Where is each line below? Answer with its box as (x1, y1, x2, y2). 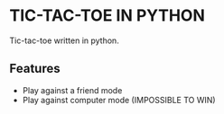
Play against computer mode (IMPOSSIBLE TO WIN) (22, 94, 216, 105)
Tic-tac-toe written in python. (9, 35, 119, 46)
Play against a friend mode (22, 84, 123, 95)
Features (9, 61, 61, 76)
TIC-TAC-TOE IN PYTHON (9, 5, 206, 26)
